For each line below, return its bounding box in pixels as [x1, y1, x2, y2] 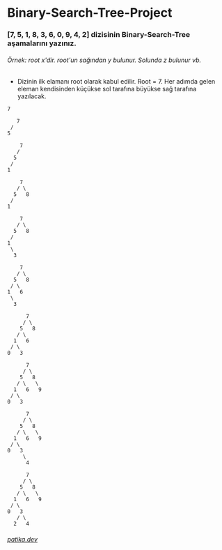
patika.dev [7, 535, 38, 543]
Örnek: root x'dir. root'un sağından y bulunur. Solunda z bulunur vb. [7, 56, 202, 64]
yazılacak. [17, 92, 47, 100]
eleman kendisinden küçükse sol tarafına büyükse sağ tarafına [17, 85, 197, 93]
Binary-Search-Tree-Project [7, 5, 173, 21]
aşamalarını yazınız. [7, 38, 77, 48]
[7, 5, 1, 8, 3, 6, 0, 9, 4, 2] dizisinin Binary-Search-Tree [7, 30, 191, 40]
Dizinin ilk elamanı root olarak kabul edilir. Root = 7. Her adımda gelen [17, 77, 216, 86]
